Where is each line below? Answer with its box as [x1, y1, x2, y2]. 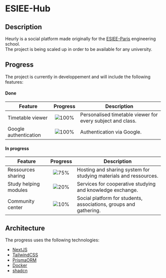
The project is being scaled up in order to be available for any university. [5, 46, 152, 52]
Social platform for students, [77, 195, 143, 202]
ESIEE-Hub [5, 3, 51, 14]
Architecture [5, 224, 45, 232]
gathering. [77, 207, 101, 214]
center [7, 204, 23, 211]
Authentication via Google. [80, 129, 142, 136]
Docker [12, 263, 28, 269]
